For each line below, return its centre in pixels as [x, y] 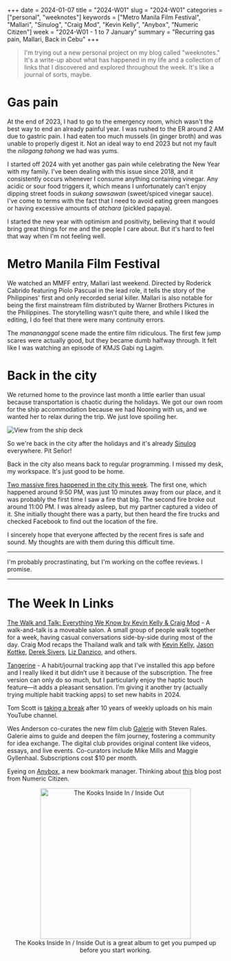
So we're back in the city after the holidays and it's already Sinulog [102, 443]
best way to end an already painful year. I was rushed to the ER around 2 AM [115, 129]
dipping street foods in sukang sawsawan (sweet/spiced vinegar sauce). [110, 193]
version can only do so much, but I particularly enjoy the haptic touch [106, 680]
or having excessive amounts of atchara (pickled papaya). [90, 208]
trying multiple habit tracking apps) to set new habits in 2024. [94, 694]
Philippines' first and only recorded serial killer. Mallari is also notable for [110, 297]
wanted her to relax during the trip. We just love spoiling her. [92, 416]
